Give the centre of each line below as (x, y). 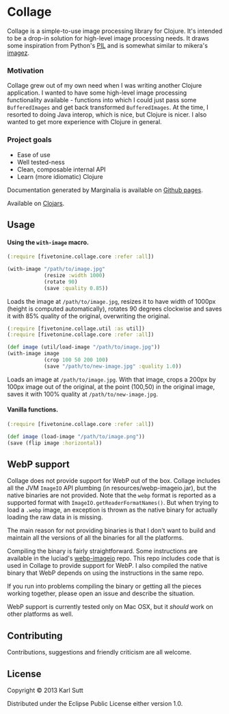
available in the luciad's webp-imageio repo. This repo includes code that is (113, 558)
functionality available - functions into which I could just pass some (102, 100)
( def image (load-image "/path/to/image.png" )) (76, 436)
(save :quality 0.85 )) (76, 288)
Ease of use (33, 154)
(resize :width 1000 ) (75, 275)
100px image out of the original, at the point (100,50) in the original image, (111, 386)
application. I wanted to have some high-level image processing (97, 93)
